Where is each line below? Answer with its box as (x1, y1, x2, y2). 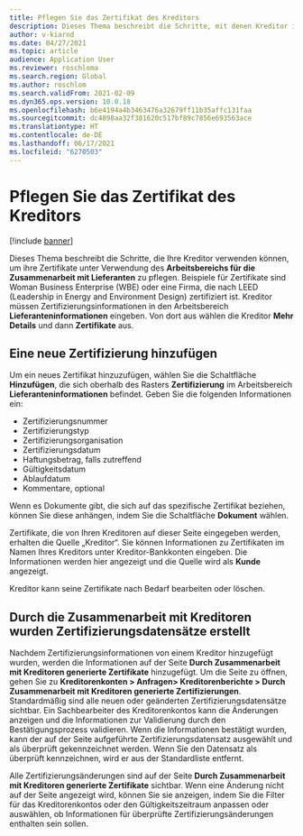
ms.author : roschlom (9, 80, 87, 89)
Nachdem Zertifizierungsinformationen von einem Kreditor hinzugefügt (9, 648, 273, 658)
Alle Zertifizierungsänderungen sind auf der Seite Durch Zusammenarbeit (9, 770, 286, 781)
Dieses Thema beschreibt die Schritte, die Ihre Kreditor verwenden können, (9, 253, 289, 263)
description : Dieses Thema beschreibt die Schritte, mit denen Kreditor (9, 22, 289, 31)
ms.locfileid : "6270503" (9, 147, 103, 156)
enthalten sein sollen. (9, 818, 88, 830)
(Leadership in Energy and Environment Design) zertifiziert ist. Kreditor (9, 290, 272, 302)
